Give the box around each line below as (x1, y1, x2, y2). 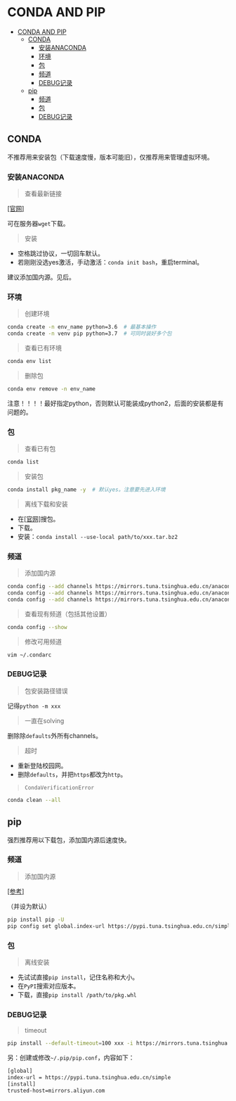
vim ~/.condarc (7, 651, 52, 658)
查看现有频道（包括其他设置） (24, 609, 111, 618)
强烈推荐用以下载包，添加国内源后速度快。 (7, 835, 131, 844)
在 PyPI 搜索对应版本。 (17, 981, 80, 990)
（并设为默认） (7, 902, 51, 910)
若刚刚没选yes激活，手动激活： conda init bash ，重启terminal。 (17, 258, 204, 267)
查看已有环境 (24, 344, 62, 352)
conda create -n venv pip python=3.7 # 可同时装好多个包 (7, 330, 172, 338)
